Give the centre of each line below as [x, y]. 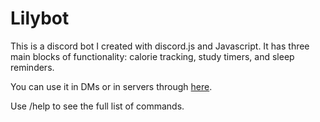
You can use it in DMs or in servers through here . [111, 86]
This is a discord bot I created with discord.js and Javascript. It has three [160, 46]
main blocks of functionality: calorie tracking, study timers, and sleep [152, 56]
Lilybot [40, 18]
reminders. [32, 67]
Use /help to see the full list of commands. [97, 106]
